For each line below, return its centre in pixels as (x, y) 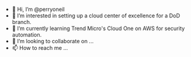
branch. (22, 22)
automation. (27, 35)
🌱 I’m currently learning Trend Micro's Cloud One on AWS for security (98, 28)
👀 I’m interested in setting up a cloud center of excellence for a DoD (96, 16)
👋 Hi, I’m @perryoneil (38, 9)
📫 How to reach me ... (40, 48)
